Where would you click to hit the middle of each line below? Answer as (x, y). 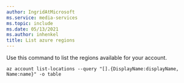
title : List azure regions (41, 40)
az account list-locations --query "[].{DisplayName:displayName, (93, 69)
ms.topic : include (30, 23)
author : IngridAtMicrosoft (41, 12)
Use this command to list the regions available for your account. (86, 58)
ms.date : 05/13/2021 (33, 29)
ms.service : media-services (42, 18)
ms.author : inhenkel (33, 35)
